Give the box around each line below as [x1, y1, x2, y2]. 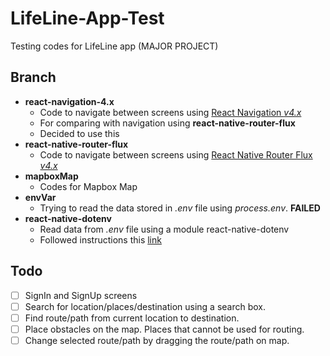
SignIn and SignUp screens [24, 289, 138, 301]
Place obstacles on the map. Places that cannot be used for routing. [24, 323, 305, 335]
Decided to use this [39, 127, 120, 139]
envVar [24, 191, 57, 203]
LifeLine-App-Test [10, 7, 165, 30]
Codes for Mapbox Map [39, 180, 138, 192]
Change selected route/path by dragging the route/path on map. [24, 334, 290, 346]
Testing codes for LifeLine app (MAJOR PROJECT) [10, 40, 219, 52]
